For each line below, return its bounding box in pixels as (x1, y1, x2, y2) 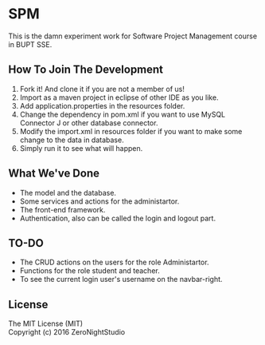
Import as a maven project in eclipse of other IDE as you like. (19, 93, 219, 102)
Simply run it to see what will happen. (19, 143, 143, 153)
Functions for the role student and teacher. (19, 266, 161, 276)
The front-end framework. (19, 204, 106, 214)
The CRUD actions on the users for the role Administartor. (19, 257, 209, 268)
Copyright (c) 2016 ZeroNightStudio (8, 327, 126, 337)
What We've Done (8, 167, 99, 180)
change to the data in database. (19, 135, 125, 145)
